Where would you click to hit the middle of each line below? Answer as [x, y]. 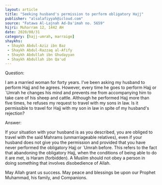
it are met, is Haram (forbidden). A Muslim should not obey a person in [75, 158]
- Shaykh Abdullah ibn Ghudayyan [41, 55]
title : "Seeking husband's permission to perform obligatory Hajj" [74, 14]
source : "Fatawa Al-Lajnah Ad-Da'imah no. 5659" [55, 23]
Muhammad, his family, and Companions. [46, 178]
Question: [15, 73]
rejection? [15, 113]
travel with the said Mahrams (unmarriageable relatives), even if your [74, 137]
